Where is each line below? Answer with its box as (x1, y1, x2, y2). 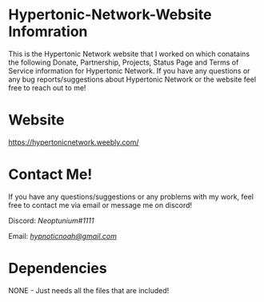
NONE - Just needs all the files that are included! (8, 285, 170, 295)
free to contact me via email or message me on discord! (8, 200, 193, 209)
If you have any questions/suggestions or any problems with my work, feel (8, 192, 254, 201)
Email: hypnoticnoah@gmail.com (8, 231, 118, 240)
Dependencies (8, 260, 107, 277)
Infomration (8, 22, 88, 41)
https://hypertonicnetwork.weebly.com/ (8, 137, 139, 147)
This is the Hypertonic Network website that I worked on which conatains (8, 49, 250, 58)
